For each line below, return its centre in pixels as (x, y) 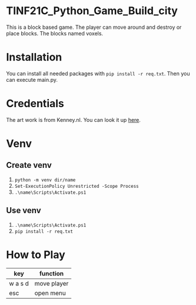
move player (52, 283)
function (52, 273)
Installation (34, 57)
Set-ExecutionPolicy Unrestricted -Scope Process (77, 186)
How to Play (36, 255)
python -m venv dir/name (45, 180)
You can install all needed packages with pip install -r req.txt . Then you (98, 73)
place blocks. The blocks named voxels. (55, 33)
